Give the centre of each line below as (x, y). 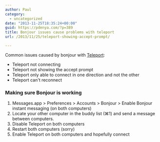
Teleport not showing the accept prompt (53, 69)
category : (15, 14)
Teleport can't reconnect (37, 80)
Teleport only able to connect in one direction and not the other (76, 75)
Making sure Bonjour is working (43, 92)
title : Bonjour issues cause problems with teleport (60, 32)
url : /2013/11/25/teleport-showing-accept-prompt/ (58, 37)
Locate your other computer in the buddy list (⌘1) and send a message (83, 114)
